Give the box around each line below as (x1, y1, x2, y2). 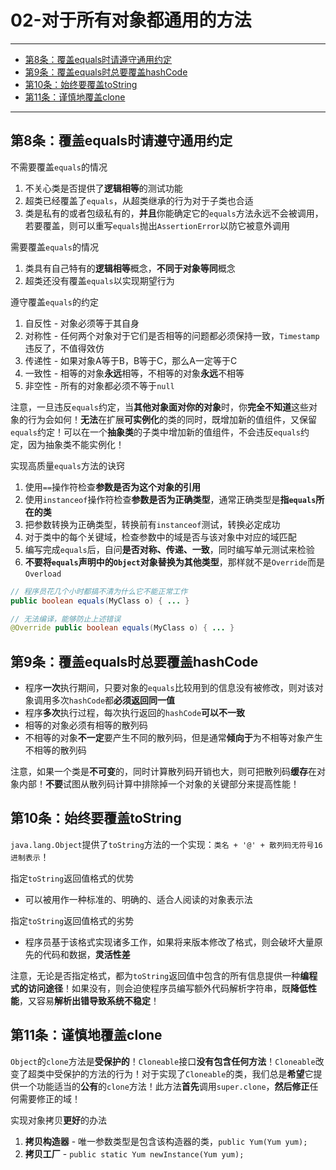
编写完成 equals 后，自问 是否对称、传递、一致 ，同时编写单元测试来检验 (24, 543, 315, 555)
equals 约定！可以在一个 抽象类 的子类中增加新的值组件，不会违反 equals (10, 426, 301, 438)
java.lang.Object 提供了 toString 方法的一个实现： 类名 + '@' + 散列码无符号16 (10, 838, 323, 850)
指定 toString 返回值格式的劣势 (10, 914, 135, 926)
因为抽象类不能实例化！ (27, 438, 125, 450)
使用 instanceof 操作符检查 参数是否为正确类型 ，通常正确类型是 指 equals (24, 493, 317, 505)
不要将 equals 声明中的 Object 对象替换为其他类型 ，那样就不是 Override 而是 (24, 556, 325, 568)
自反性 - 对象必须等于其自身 (24, 317, 140, 329)
